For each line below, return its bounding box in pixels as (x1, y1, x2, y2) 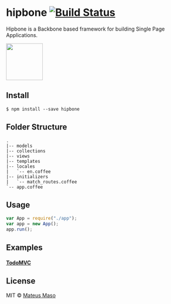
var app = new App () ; (6, 221, 59, 227)
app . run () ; (6, 226, 33, 232)
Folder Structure (6, 122, 67, 132)
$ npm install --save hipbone (6, 106, 80, 112)
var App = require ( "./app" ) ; (6, 215, 77, 222)
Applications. (6, 31, 38, 38)
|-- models (6, 143, 33, 149)
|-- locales (6, 163, 35, 169)
